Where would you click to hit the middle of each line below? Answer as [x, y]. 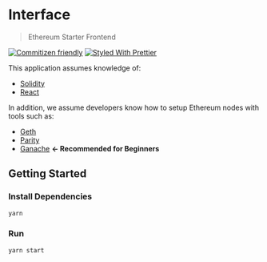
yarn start [26, 250]
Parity [30, 140]
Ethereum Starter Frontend [72, 37]
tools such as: [31, 116]
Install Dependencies [50, 196]
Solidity [32, 83]
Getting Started [48, 174]
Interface [39, 15]
